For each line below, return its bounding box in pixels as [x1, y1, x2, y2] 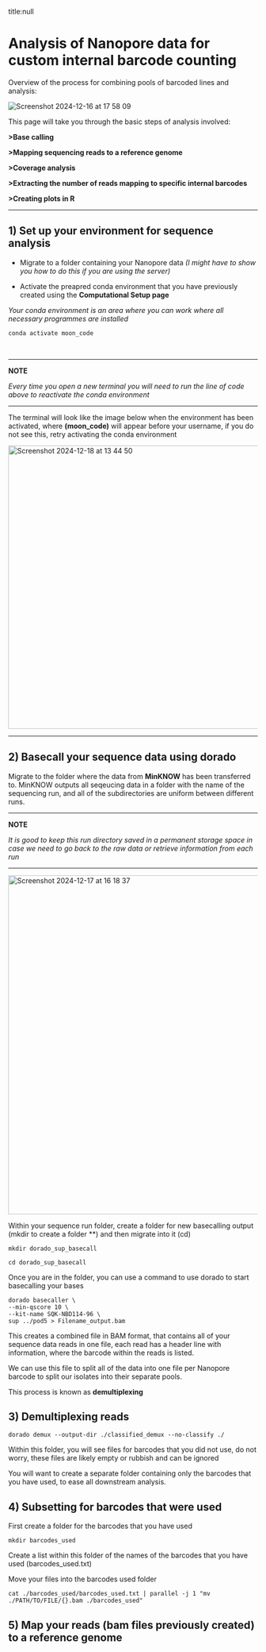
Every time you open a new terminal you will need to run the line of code [8, 381, 245, 391]
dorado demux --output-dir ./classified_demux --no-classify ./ [8, 1431, 225, 1439]
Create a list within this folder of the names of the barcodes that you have [8, 1550, 248, 1560]
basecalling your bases [8, 1280, 85, 1290]
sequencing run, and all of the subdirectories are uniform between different [8, 788, 254, 797]
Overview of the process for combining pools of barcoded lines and [8, 77, 230, 87]
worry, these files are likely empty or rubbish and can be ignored [8, 1453, 219, 1463]
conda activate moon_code [8, 329, 93, 337]
